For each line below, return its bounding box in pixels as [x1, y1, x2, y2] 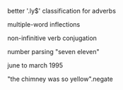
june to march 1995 [7, 61, 64, 70]
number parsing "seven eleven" [7, 48, 100, 56]
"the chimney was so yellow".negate [7, 75, 113, 83]
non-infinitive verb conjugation [7, 34, 98, 42]
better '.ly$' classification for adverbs [7, 7, 117, 15]
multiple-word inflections [7, 20, 81, 28]
